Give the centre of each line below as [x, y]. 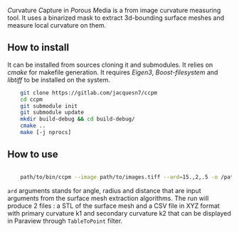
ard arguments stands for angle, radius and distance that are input [104, 190]
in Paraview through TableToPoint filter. [65, 221]
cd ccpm [31, 99]
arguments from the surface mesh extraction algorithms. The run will [108, 198]
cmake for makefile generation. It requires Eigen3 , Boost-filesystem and [113, 72]
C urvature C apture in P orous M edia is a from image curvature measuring [114, 10]
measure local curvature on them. [57, 25]
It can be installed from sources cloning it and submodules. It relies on [110, 65]
